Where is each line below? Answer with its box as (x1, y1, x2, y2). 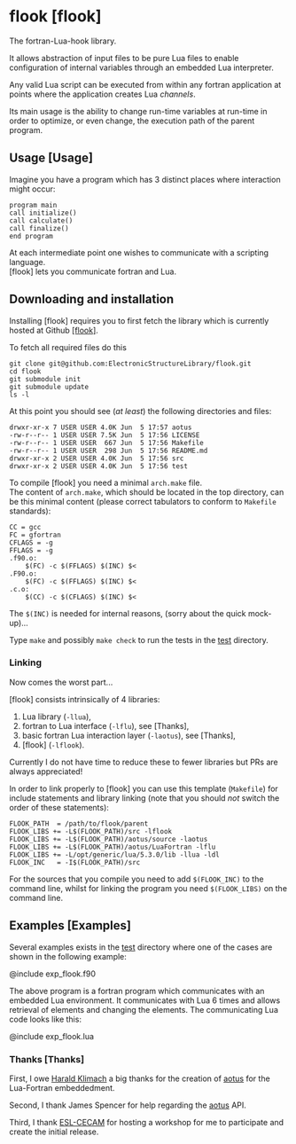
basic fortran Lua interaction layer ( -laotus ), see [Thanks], (21, 730, 237, 740)
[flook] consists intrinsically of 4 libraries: (9, 693, 160, 704)
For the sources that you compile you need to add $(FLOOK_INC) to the (9, 874, 264, 884)
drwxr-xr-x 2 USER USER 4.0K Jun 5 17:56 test (9, 461, 189, 471)
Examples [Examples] (9, 918, 131, 933)
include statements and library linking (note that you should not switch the (9, 792, 280, 803)
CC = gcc (9, 522, 42, 531)
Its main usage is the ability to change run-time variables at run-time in (9, 106, 268, 116)
